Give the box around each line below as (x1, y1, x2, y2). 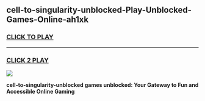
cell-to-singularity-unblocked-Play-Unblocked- (6, 5, 192, 15)
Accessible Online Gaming (6, 88, 75, 95)
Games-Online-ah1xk (6, 15, 89, 25)
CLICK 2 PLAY (6, 56, 49, 64)
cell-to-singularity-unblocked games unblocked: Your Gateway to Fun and (6, 81, 199, 88)
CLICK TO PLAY (6, 33, 54, 42)
